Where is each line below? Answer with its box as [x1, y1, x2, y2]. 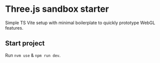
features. [5, 25, 24, 31]
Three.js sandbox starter [5, 3, 109, 15]
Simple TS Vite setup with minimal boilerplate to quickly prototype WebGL [5, 20, 156, 26]
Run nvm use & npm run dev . [5, 52, 61, 58]
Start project [5, 39, 45, 48]
